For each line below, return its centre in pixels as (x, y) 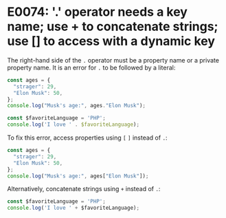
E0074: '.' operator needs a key (97, 12)
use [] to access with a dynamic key (111, 41)
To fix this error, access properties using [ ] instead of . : (87, 138)
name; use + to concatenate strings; (113, 26)
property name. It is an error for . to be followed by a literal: (91, 67)
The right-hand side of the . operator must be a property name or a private (113, 60)
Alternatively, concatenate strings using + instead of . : (84, 189)
